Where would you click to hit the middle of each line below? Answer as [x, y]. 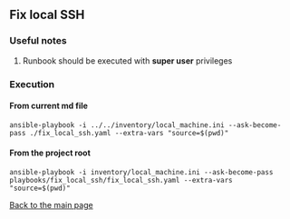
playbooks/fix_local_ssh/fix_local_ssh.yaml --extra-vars [121, 181]
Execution [32, 84]
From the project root [50, 153]
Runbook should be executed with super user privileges [127, 60]
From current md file [49, 106]
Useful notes [38, 41]
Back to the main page [51, 205]
